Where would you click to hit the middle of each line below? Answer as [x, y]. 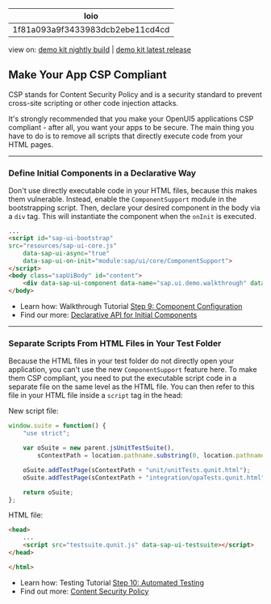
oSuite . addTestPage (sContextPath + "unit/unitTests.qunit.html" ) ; [137, 470]
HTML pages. [31, 144]
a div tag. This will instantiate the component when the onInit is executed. [132, 217]
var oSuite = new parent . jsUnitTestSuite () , [99, 448]
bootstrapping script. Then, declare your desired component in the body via [134, 208]
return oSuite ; [48, 492]
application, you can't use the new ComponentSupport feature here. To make [133, 370]
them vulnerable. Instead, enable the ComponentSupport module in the [123, 199]
